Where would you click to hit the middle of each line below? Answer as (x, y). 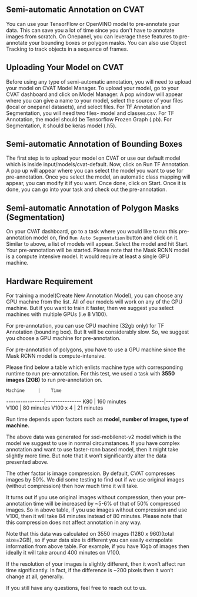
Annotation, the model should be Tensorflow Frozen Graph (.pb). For (89, 119)
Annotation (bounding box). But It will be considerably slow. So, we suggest (98, 332)
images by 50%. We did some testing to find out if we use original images (95, 480)
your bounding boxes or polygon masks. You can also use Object (107, 42)
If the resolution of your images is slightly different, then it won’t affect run (96, 564)
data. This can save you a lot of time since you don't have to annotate (90, 30)
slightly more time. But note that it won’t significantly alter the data (86, 456)
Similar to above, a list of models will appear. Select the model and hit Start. (98, 244)
